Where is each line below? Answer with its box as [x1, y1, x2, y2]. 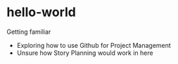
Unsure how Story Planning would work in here [16, 49, 153, 57]
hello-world [6, 4, 77, 20]
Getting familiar [6, 27, 51, 36]
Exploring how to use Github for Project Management [16, 41, 172, 49]
